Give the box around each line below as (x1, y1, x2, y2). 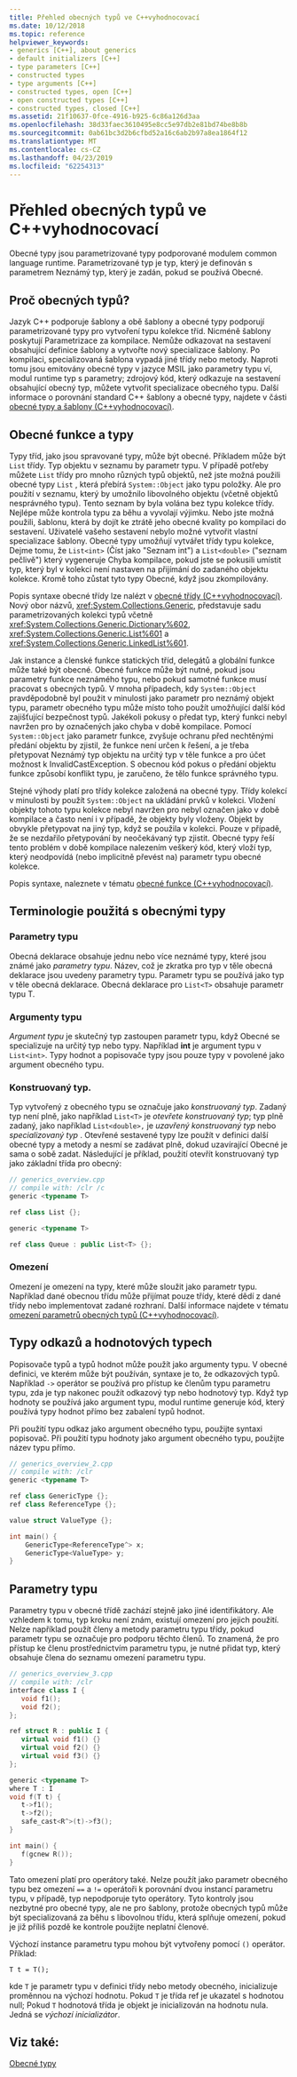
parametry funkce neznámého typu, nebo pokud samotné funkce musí (9, 673, 268, 684)
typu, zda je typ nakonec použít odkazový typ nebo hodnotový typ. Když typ (9, 1387, 289, 1397)
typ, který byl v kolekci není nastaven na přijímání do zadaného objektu (9, 563, 269, 574)
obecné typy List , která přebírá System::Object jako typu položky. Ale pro (9, 479, 282, 489)
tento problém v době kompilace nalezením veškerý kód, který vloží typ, (9, 841, 272, 853)
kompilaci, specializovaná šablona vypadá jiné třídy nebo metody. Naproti (9, 354, 278, 365)
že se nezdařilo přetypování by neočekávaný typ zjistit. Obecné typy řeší (9, 832, 275, 843)
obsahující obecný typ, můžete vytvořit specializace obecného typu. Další (9, 383, 279, 394)
